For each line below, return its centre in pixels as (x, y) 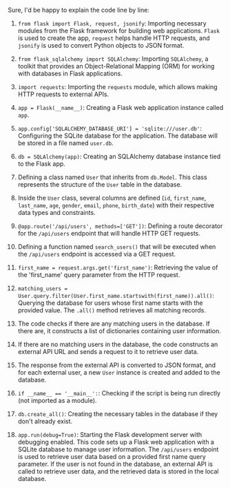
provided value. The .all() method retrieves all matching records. (112, 310)
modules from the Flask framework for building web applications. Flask (118, 31)
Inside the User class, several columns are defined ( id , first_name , (112, 198)
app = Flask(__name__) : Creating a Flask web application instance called (121, 107)
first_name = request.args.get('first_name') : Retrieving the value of (118, 268)
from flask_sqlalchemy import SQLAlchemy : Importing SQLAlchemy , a (113, 59)
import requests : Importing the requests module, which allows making (117, 87)
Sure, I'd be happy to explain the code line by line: (79, 10)
